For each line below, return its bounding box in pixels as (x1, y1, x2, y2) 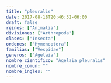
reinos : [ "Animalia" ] (6, 25, 59, 31)
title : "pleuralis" (6, 8, 54, 15)
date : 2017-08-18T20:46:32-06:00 (6, 14, 88, 20)
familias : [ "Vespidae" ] (6, 47, 64, 53)
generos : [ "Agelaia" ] (6, 52, 59, 58)
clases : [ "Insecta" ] (6, 36, 57, 41)
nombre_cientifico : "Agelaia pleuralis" (6, 57, 106, 63)
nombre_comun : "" (6, 63, 48, 69)
